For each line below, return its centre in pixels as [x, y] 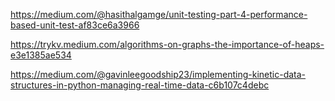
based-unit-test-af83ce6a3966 [75, 25]
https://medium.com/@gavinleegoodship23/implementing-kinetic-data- [158, 74]
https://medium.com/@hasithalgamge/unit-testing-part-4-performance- [159, 14]
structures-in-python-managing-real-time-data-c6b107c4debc [140, 85]
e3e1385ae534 [41, 55]
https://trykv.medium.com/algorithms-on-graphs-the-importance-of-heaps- [167, 44]
